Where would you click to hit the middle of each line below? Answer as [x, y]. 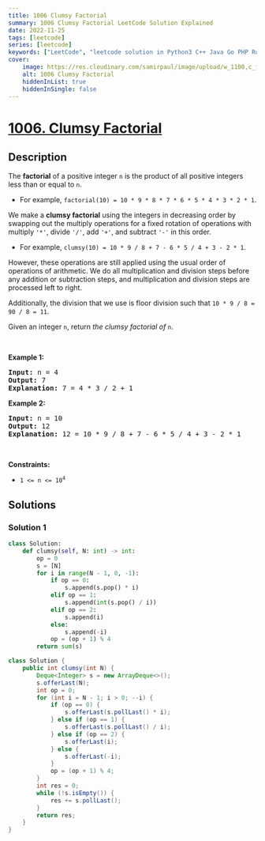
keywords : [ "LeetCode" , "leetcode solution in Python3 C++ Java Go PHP [128, 52]
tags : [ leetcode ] [37, 38]
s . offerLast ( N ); [63, 683]
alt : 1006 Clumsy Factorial [68, 74]
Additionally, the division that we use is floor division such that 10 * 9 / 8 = [131, 303]
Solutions [32, 505]
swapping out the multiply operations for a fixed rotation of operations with [130, 224]
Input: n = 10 [35, 419]
